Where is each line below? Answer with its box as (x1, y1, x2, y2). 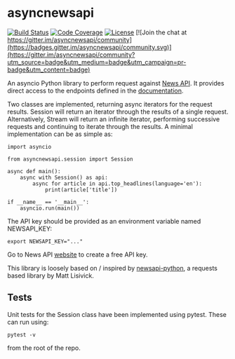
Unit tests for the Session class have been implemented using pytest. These (7, 310, 227, 318)
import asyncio (7, 143, 52, 150)
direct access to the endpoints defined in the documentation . (7, 86, 184, 95)
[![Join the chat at (135, 28, 187, 36)
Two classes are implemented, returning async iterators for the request (7, 100, 213, 108)
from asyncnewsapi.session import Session (7, 156, 133, 163)
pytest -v (7, 331, 36, 338)
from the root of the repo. (7, 344, 81, 352)
